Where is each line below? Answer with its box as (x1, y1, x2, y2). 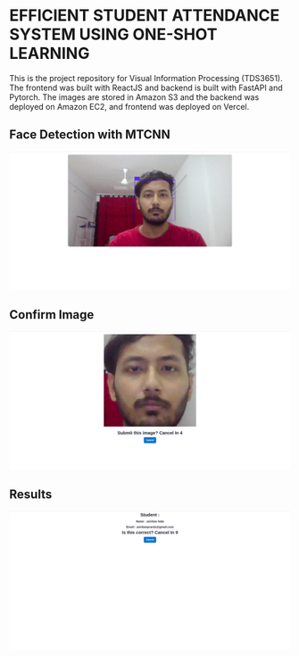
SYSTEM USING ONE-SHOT (9, 24, 218, 45)
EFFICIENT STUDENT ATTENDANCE (9, 5, 280, 26)
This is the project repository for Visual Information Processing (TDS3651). (9, 72, 283, 83)
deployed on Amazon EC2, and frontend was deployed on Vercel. (9, 101, 250, 112)
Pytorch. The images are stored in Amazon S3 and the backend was (9, 91, 260, 103)
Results (9, 487, 53, 502)
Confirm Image (9, 307, 95, 322)
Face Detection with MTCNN (9, 127, 171, 143)
